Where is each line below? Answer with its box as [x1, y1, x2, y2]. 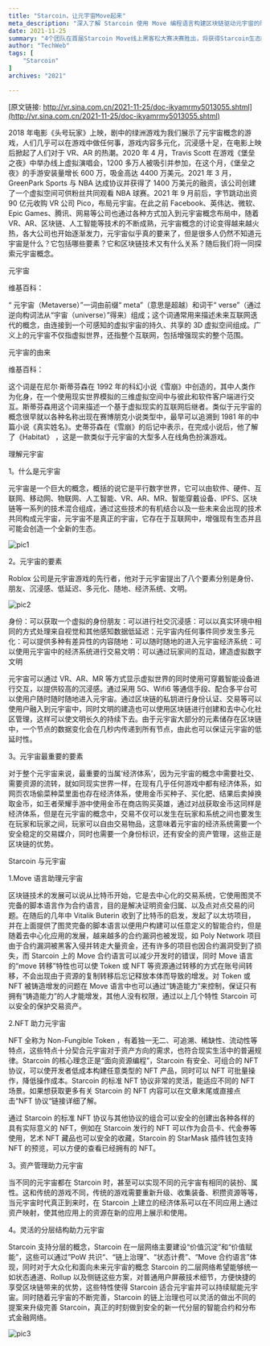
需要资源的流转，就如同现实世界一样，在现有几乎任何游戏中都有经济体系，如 [8, 779, 262, 788]
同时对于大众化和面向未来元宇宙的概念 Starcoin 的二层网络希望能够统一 [22, 1262, 259, 1272]
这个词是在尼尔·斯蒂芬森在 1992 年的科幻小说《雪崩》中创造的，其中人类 [8, 381, 249, 391]
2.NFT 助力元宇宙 [8, 1018, 67, 1028]
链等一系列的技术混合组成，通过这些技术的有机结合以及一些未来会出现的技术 [8, 503, 262, 513]
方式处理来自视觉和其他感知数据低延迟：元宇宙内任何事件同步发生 [22, 626, 241, 636]
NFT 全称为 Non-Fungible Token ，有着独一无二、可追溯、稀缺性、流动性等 [8, 1035, 258, 1045]
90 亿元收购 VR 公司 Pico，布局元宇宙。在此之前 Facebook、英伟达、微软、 [8, 198, 260, 208]
